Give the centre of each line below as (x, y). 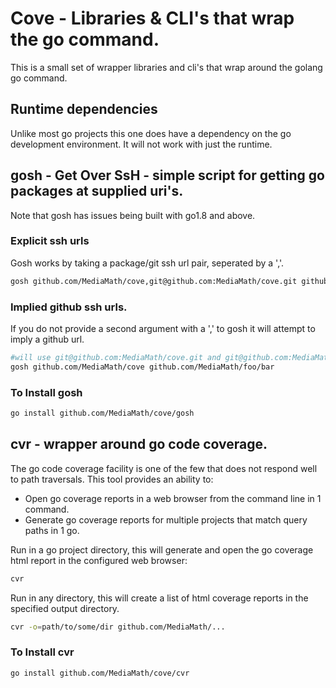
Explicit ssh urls (50, 241)
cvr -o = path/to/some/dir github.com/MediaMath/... (118, 627)
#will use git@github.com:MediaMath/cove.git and (116, 358)
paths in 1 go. (52, 530)
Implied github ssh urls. (69, 307)
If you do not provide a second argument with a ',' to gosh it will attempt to (163, 329)
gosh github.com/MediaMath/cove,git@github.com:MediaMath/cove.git (154, 281)
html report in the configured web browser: (99, 560)
